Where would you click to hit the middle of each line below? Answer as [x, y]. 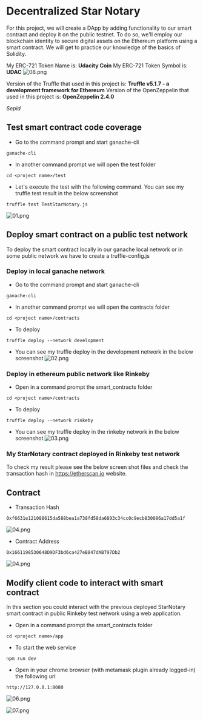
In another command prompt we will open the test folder [85, 164]
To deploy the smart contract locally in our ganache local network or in [95, 249]
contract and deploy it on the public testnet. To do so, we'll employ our [95, 34]
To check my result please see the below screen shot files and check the [97, 467]
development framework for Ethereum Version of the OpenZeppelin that [98, 90]
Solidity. [16, 53]
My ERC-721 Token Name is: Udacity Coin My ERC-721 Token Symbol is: [97, 66]
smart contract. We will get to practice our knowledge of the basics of [93, 47]
